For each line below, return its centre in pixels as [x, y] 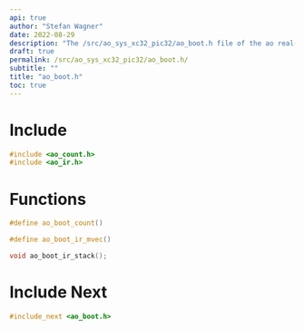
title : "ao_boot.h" [46, 77]
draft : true [32, 52]
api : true [28, 18]
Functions [48, 199]
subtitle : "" [34, 69]
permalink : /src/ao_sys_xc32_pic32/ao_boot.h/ [99, 60]
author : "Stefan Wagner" [56, 26]
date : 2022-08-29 [42, 34]
